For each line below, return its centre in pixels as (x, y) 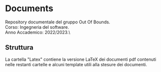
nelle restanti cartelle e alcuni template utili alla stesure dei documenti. (76, 64)
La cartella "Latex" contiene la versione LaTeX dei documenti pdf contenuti (80, 59)
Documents (29, 9)
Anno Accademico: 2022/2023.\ (38, 32)
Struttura (19, 47)
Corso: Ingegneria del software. (37, 27)
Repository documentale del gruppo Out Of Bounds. (58, 22)
